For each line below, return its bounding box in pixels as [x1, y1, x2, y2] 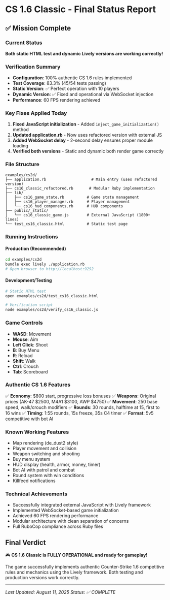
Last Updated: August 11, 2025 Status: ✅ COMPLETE [5, 589, 116, 595]
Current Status [5, 39, 42, 46]
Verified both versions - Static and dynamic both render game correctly [12, 148, 164, 154]
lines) [5, 217, 19, 222]
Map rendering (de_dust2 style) [12, 440, 78, 446]
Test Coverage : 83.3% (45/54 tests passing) [12, 80, 106, 86]
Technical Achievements [5, 490, 68, 497]
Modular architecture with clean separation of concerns [12, 518, 129, 524]
